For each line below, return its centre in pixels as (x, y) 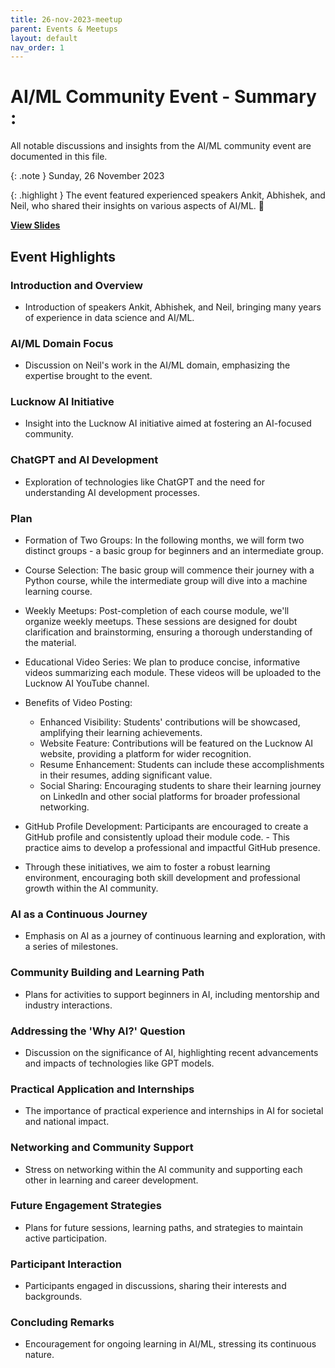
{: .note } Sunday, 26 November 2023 (87, 176)
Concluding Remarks (62, 1323)
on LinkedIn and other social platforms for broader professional (170, 797)
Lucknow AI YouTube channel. (87, 683)
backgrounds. (53, 1297)
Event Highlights (63, 256)
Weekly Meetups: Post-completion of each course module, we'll (157, 611)
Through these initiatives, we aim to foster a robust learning (147, 867)
